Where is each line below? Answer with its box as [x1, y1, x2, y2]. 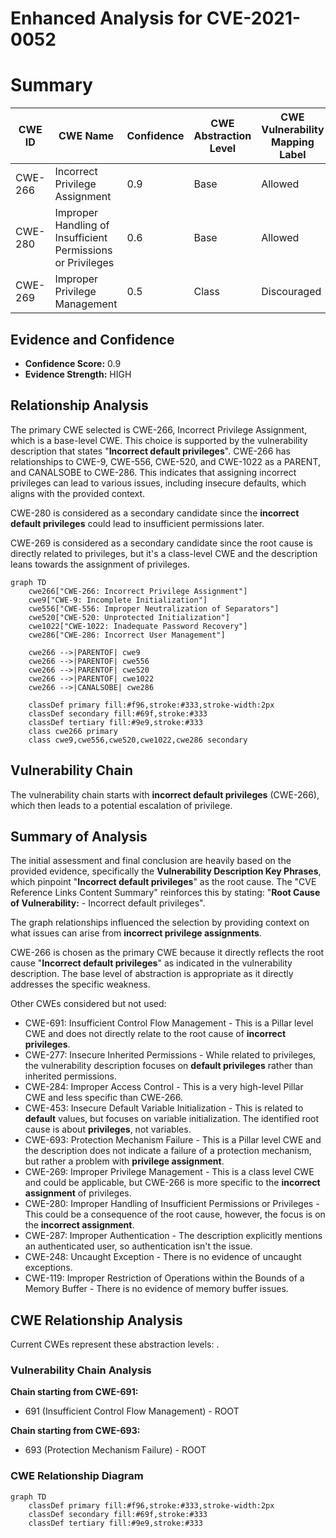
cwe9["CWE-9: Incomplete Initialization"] [28, 595, 208, 605]
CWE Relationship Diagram [10, 1469, 144, 1483]
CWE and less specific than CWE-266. [24, 1092, 183, 1104]
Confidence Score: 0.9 [24, 357, 122, 369]
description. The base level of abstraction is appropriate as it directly [10, 968, 294, 980]
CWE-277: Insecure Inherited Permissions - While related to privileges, [24, 1049, 317, 1061]
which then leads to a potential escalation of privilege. [10, 799, 233, 811]
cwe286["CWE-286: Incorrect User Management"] [28, 630, 226, 640]
